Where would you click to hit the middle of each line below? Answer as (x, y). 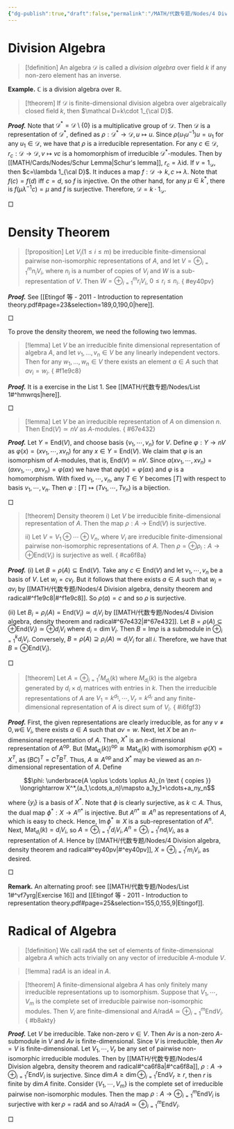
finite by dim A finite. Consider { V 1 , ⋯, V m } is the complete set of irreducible (116, 1085)
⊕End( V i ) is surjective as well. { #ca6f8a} (85, 555)
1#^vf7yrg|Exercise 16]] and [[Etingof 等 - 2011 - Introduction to (98, 895)
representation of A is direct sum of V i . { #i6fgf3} (131, 708)
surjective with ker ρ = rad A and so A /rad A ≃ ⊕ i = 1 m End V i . (94, 1104)
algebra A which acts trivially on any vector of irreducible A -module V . (125, 957)
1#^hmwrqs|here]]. (35, 394)
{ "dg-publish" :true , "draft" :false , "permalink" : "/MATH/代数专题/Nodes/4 (112, 14)
